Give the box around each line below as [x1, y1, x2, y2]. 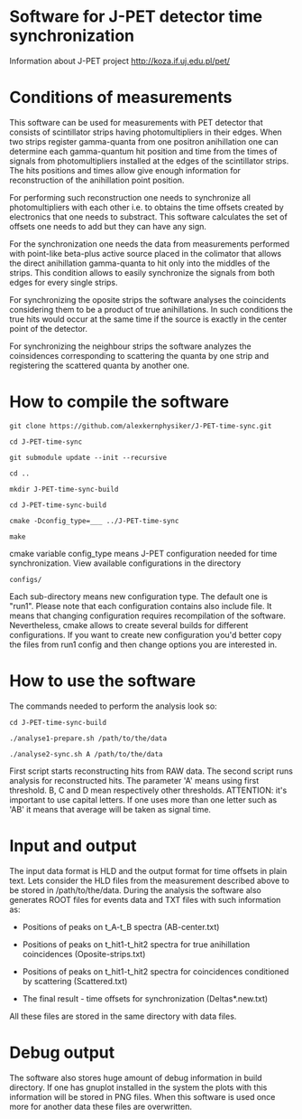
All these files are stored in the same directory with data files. [9, 1011, 237, 1021]
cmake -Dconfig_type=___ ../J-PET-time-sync [9, 516, 179, 525]
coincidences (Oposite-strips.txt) [22, 948, 146, 959]
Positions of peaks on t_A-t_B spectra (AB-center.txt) [22, 921, 220, 932]
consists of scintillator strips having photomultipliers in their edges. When [9, 127, 282, 137]
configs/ [9, 575, 42, 584]
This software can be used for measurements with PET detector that [9, 117, 263, 127]
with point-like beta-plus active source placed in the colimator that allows [9, 248, 282, 259]
